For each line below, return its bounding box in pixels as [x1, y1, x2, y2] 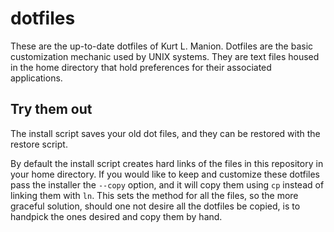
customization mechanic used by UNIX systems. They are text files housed [10, 50, 320, 62]
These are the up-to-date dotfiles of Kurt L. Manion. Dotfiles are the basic [10, 40, 314, 52]
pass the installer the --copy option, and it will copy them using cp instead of [10, 178, 325, 191]
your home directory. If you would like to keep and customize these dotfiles [10, 168, 320, 180]
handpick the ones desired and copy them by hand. [10, 210, 223, 222]
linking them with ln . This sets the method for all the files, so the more [10, 189, 299, 201]
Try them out [10, 101, 93, 118]
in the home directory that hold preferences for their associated [10, 61, 272, 73]
